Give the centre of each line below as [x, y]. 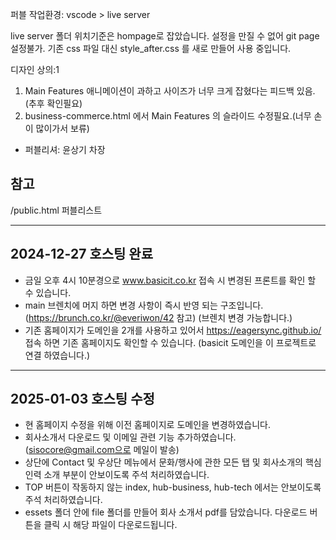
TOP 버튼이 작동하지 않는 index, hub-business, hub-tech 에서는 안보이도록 [173, 487]
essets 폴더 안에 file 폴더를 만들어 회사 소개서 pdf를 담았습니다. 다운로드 [166, 512]
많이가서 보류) [62, 128]
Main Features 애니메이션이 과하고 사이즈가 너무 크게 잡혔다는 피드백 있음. [170, 91]
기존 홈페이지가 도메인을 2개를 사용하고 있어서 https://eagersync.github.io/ [173, 330]
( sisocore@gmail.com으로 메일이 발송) [102, 450]
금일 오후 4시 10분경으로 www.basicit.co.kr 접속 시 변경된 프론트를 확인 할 [170, 280]
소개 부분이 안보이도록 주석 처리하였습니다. [126, 475]
